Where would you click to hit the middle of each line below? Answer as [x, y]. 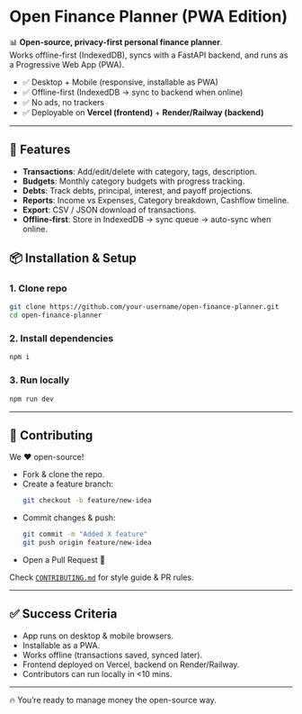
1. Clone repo [38, 288]
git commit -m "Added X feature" [85, 534]
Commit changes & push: [69, 518]
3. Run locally [40, 380]
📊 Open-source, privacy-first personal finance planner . [116, 41]
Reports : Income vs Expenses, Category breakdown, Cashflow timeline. [155, 200]
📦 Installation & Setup [73, 258]
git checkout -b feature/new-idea [87, 501]
